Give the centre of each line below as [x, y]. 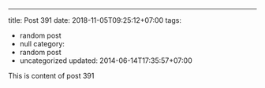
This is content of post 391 [51, 76]
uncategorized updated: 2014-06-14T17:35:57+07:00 [106, 60]
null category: [42, 44]
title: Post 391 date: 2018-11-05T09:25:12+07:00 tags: [95, 20]
